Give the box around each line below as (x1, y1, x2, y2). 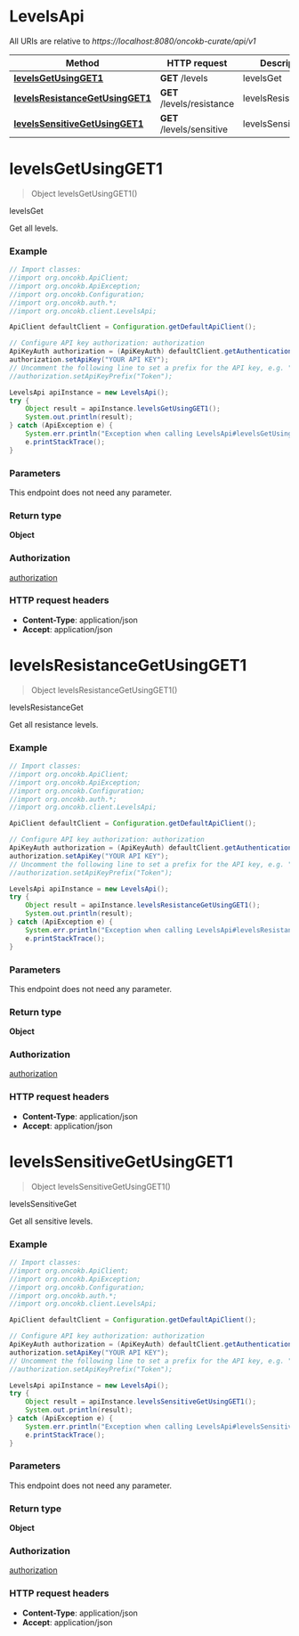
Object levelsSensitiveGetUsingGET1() (30, 1181, 171, 1192)
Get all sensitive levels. (9, 1216, 93, 1226)
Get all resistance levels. (9, 719, 99, 729)
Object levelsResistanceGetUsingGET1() (30, 684, 178, 696)
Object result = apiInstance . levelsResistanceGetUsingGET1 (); (25, 901, 261, 910)
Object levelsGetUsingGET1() (30, 188, 138, 199)
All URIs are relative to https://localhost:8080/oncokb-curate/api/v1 (9, 36, 256, 46)
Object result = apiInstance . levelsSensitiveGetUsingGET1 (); (25, 1397, 256, 1406)
